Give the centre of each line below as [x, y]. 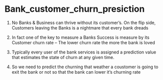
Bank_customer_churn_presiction [75, 9]
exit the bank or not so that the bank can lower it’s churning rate [76, 72]
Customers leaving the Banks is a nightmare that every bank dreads [80, 27]
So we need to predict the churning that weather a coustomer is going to [85, 67]
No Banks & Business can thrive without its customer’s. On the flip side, [84, 23]
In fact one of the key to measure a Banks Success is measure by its [81, 37]
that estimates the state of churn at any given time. [63, 57]
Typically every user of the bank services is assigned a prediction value [84, 52]
